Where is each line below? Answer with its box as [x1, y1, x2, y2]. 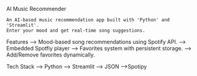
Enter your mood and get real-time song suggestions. [6, 27, 146, 33]
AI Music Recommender [6, 5, 67, 12]
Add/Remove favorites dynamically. [6, 51, 95, 58]
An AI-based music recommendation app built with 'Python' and [6, 17, 170, 23]
